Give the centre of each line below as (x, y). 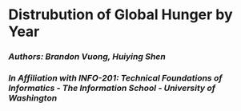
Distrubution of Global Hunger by (121, 15)
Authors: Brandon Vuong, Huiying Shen (87, 57)
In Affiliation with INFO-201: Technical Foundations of (115, 78)
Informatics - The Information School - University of (112, 88)
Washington (33, 98)
